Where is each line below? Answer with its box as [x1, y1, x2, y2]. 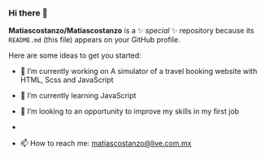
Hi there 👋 [8, 7, 49, 19]
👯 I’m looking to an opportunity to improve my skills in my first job [20, 106, 240, 116]
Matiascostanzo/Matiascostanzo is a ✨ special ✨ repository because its [8, 26, 254, 36]
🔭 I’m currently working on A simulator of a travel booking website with [20, 67, 258, 76]
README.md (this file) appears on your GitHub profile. [8, 35, 180, 45]
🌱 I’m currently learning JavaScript [20, 91, 137, 101]
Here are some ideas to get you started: [8, 50, 142, 60]
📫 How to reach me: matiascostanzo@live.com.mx [20, 138, 192, 149]
